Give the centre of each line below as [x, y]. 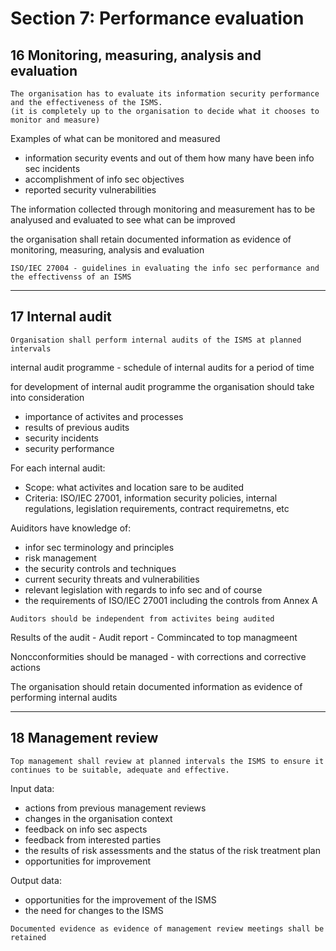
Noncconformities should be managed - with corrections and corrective [158, 656]
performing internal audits [64, 697]
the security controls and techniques [100, 568]
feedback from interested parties [93, 839]
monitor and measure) [55, 120]
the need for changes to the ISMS [94, 910]
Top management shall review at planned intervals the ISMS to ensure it [167, 761]
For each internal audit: [58, 468]
